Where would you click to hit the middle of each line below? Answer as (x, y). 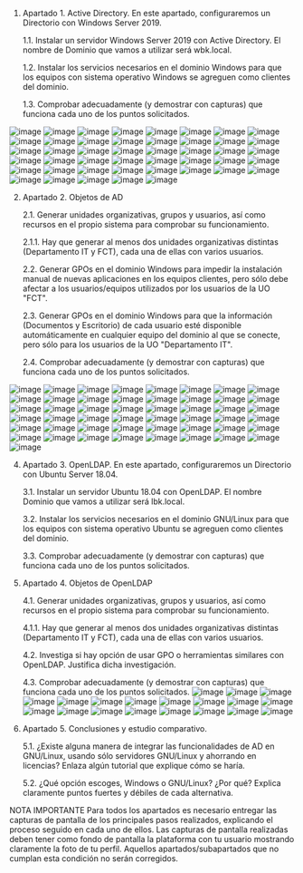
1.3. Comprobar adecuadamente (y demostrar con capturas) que (142, 104)
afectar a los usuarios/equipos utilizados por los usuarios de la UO (146, 288)
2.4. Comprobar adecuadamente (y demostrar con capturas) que (143, 362)
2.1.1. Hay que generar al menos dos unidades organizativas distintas (150, 242)
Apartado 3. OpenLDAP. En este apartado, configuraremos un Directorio (157, 465)
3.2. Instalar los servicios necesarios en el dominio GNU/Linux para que (156, 519)
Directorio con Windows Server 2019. (92, 23)
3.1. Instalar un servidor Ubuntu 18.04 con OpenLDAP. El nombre (142, 492)
